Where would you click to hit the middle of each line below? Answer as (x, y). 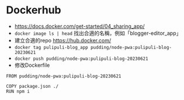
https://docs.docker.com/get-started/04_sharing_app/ (79, 26)
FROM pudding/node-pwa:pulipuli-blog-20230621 (64, 76)
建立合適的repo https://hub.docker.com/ (63, 40)
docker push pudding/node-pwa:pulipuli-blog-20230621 (81, 59)
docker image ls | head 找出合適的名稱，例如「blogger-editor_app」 (98, 33)
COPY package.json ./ (32, 86)
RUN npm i (18, 91)
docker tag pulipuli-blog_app (51, 47)
